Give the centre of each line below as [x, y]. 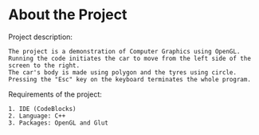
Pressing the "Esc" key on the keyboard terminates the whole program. [129, 79]
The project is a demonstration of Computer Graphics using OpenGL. [124, 51]
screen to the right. [44, 66]
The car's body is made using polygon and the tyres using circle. [123, 72]
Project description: [41, 37]
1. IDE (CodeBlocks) [43, 109]
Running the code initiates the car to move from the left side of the [129, 58]
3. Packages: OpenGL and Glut [59, 123]
